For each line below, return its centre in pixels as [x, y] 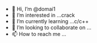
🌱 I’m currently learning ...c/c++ [50, 21]
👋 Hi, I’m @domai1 [34, 9]
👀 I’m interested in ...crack [43, 15]
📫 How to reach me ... [39, 34]
